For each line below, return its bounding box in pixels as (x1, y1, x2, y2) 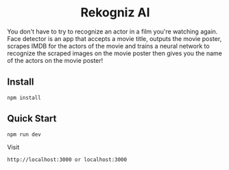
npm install (7, 94, 41, 101)
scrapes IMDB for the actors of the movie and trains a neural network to (7, 42, 210, 50)
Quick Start (7, 113, 57, 124)
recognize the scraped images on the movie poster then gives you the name (7, 49, 223, 57)
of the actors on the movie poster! (7, 56, 104, 64)
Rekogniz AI (80, 5, 150, 20)
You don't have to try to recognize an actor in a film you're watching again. (7, 27, 218, 36)
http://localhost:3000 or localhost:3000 (7, 156, 128, 163)
